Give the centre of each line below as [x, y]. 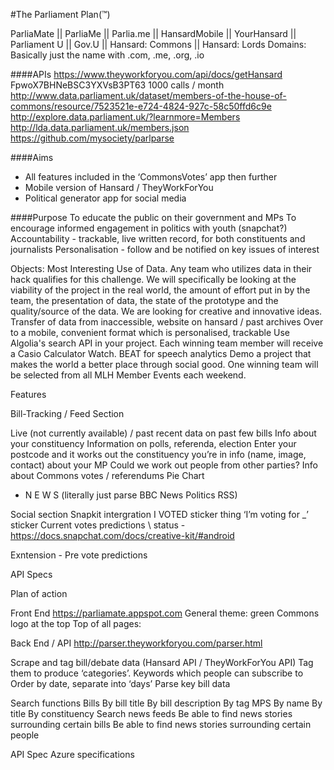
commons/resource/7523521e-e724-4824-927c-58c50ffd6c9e [141, 106]
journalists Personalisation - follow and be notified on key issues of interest [165, 249]
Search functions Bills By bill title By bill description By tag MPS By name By [166, 703]
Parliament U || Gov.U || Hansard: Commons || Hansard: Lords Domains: [158, 44]
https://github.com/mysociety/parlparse [92, 138]
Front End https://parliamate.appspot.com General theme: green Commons [165, 613]
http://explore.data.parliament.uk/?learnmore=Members [125, 117]
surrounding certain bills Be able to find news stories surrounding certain [161, 724]
